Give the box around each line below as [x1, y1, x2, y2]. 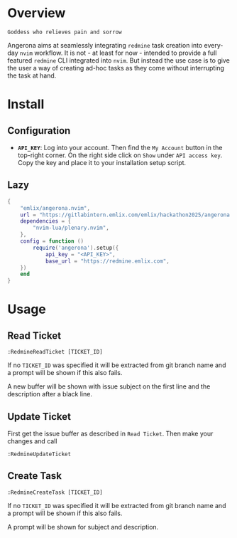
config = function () [20, 238, 84, 245]
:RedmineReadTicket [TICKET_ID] [7, 349, 103, 356]
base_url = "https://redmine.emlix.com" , [45, 258, 170, 265]
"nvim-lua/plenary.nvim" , [33, 224, 110, 232]
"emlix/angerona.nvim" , [20, 204, 91, 211]
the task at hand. [7, 71, 57, 80]
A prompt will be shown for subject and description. [7, 522, 159, 531]
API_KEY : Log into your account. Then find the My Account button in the [17, 143, 223, 152]
